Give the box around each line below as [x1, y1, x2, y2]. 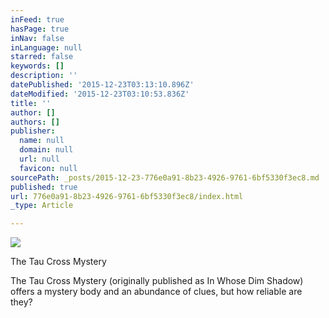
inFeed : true [10, 14, 65, 25]
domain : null [19, 145, 74, 155]
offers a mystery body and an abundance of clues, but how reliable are [10, 286, 303, 298]
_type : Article [10, 201, 74, 211]
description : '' [10, 71, 78, 81]
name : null [19, 136, 65, 146]
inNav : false [10, 33, 65, 43]
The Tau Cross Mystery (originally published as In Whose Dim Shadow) [10, 275, 304, 287]
